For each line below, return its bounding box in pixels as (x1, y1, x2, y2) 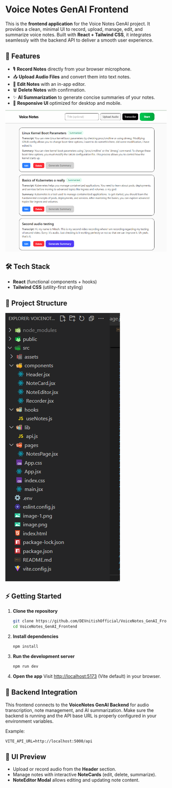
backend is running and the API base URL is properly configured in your (5, 712, 157, 719)
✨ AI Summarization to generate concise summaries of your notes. (12, 94, 155, 100)
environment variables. (5, 718, 54, 724)
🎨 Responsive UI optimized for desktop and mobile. (12, 100, 122, 106)
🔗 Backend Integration (5, 688, 78, 697)
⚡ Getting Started (5, 592, 61, 600)
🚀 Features (5, 52, 40, 61)
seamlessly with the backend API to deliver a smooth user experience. (5, 37, 154, 43)
